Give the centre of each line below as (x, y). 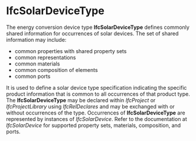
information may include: (36, 40)
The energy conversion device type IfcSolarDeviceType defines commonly (98, 27)
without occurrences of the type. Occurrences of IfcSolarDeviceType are (96, 113)
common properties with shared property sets (71, 51)
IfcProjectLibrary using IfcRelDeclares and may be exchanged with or (91, 106)
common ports (32, 76)
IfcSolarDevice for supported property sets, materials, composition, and (94, 125)
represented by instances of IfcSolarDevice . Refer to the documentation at (97, 119)
